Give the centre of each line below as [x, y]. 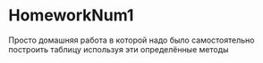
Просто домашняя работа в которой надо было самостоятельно [131, 40]
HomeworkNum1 [71, 16]
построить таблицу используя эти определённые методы [119, 49]
